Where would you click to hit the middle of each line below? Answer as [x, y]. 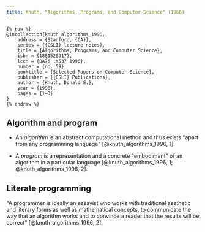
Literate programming [49, 188]
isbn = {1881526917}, [45, 56]
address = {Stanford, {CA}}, [54, 40]
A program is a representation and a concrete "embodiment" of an [99, 156]
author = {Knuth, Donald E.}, [56, 83]
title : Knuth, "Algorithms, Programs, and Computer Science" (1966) [95, 12]
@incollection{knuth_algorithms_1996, [56, 34]
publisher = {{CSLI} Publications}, [64, 77]
